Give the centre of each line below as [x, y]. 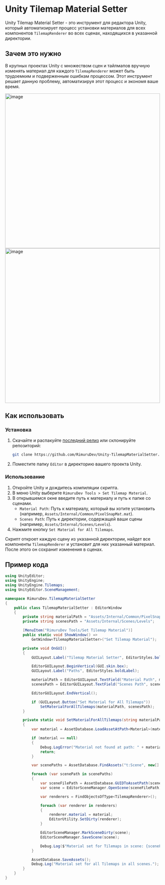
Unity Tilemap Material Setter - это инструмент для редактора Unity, [76, 23]
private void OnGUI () [45, 648]
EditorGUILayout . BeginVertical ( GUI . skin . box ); [80, 666]
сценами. [22, 503]
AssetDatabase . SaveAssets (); [61, 859]
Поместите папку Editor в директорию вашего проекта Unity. [77, 464]
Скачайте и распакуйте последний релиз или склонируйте [74, 440]
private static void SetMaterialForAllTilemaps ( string [80, 720]
